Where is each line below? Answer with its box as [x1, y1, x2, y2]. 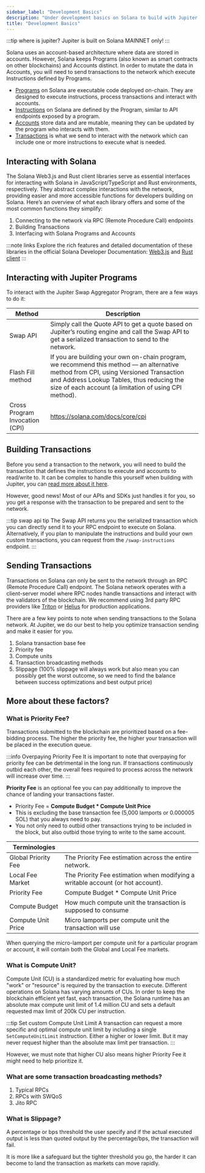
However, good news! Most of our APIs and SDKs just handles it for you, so [6, 492, 195, 499]
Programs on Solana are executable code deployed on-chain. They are [15, 87, 193, 94]
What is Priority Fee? [6, 714, 70, 723]
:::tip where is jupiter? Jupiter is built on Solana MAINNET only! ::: [6, 37, 170, 45]
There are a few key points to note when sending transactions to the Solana [6, 615, 196, 622]
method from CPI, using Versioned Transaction [50, 368, 184, 376]
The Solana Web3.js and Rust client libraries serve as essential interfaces [6, 172, 190, 180]
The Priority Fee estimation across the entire [65, 853, 192, 862]
